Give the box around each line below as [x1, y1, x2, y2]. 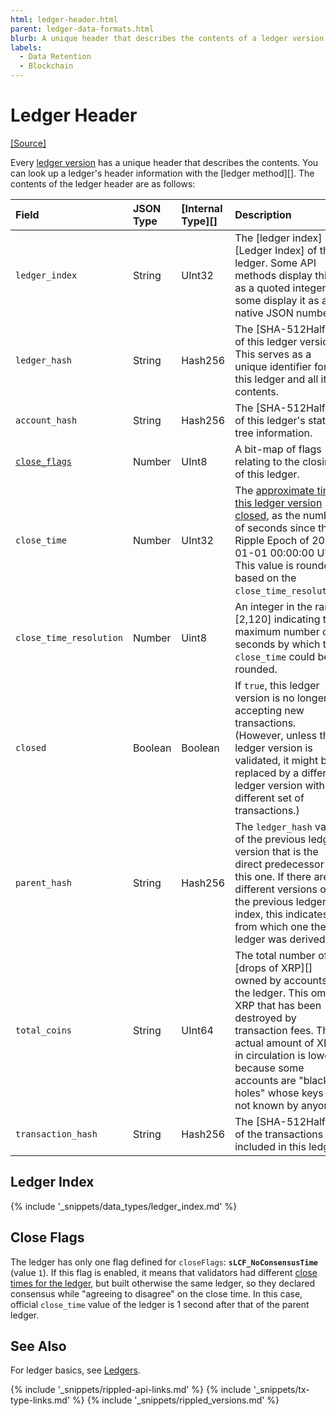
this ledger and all [234, 372, 319, 386]
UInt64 [181, 1023, 214, 1037]
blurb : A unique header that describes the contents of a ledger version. [10, 33, 329, 43]
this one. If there [234, 869, 312, 883]
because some [234, 1061, 305, 1075]
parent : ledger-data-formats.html [10, 24, 155, 34]
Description [234, 207, 292, 221]
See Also [10, 1337, 67, 1355]
